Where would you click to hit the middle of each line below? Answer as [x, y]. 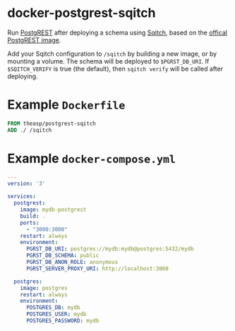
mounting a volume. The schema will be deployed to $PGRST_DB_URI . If [108, 61]
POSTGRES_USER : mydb [56, 314]
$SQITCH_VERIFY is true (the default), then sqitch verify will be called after [115, 68]
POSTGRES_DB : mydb [53, 308]
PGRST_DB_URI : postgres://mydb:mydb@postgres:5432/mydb [110, 249]
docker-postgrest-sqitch [82, 13]
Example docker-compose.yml [92, 158]
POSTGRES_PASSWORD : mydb [62, 321]
